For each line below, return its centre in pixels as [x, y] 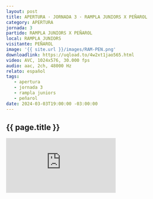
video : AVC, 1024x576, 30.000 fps [48, 60]
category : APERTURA [30, 22]
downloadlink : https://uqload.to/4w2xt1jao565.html [70, 55]
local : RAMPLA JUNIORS [34, 39]
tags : [13, 76]
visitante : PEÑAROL [30, 44]
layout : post [22, 11]
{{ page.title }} [33, 127]
